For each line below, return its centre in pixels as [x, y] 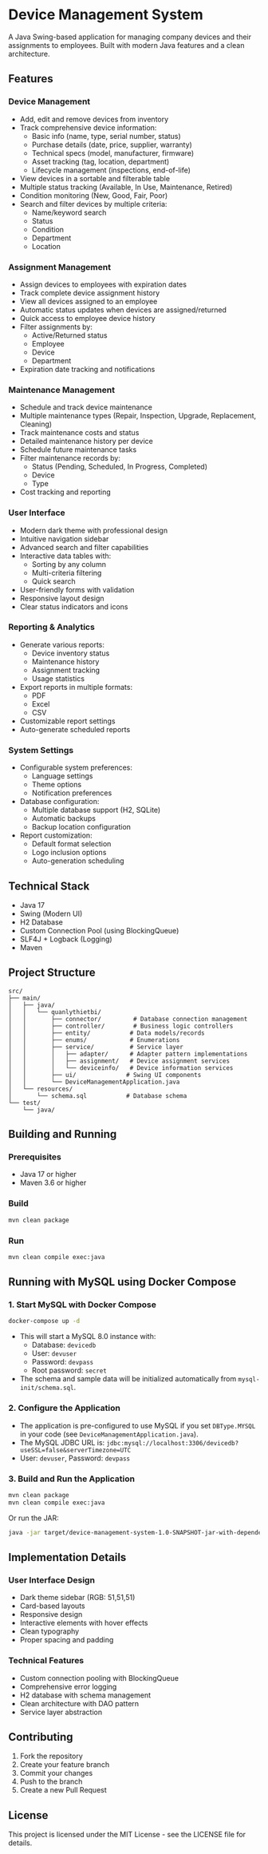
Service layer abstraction [61, 1712]
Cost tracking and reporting [65, 492]
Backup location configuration [81, 827]
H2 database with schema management [85, 1695]
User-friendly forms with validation [77, 589]
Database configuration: [59, 802]
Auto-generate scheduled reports [75, 729]
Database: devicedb [64, 1345]
